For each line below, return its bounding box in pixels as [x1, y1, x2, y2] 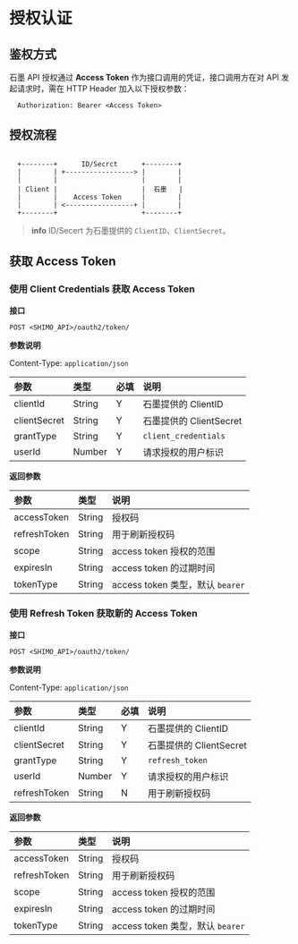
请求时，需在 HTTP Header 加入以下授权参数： [16, 83, 190, 94]
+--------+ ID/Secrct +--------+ [17, 159, 182, 168]
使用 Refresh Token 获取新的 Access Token [9, 608, 199, 620]
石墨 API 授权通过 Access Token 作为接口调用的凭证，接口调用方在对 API [9, 72, 280, 82]
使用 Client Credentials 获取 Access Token [9, 283, 195, 295]
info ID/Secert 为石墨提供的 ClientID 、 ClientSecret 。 [30, 225, 231, 235]
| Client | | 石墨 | [17, 184, 183, 193]
